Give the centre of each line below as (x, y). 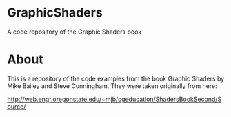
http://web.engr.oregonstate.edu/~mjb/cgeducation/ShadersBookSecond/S (114, 99)
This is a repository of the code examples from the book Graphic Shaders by (116, 78)
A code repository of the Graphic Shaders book (74, 32)
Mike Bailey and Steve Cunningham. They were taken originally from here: (112, 86)
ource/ (17, 106)
